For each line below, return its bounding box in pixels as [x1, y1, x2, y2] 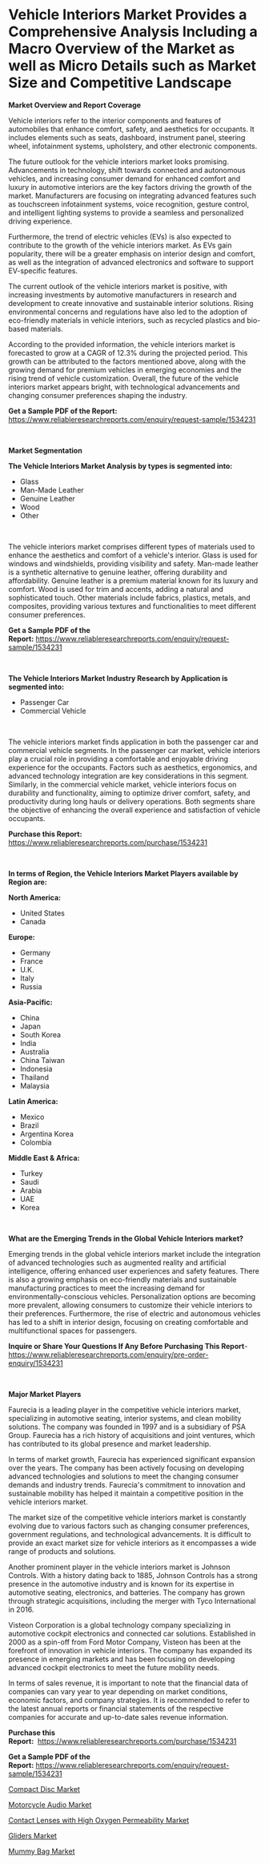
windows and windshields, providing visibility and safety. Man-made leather [8, 558, 259, 568]
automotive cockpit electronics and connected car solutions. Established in [8, 1628, 256, 1638]
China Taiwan [19, 1055, 66, 1065]
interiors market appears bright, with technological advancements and [8, 382, 240, 392]
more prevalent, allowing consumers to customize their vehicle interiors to [8, 1300, 253, 1310]
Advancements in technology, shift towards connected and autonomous [8, 165, 246, 175]
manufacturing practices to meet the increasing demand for [8, 1283, 206, 1293]
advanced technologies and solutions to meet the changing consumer [8, 1471, 239, 1481]
